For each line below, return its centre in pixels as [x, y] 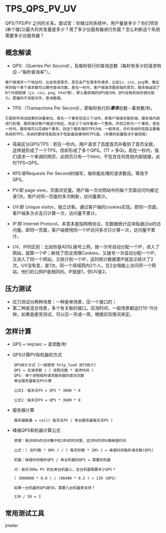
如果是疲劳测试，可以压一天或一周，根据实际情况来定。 [78, 314]
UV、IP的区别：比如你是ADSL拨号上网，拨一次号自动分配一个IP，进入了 [86, 246]
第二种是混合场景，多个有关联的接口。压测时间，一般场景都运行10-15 [83, 308]
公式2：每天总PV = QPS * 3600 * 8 [47, 400]
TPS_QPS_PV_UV [41, 9]
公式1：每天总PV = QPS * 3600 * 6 [47, 391]
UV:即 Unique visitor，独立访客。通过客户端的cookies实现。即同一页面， [86, 207]
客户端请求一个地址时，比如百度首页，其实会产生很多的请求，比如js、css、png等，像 [81, 82]
